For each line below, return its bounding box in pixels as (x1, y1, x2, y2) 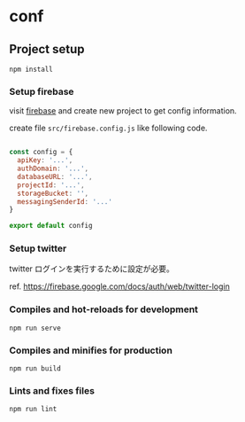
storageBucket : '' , (17, 189, 89, 198)
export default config (9, 222, 93, 231)
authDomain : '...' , (17, 164, 89, 174)
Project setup (9, 42, 86, 57)
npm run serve (9, 324, 62, 332)
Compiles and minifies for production (9, 344, 172, 356)
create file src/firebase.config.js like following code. (9, 122, 208, 134)
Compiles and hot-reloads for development (9, 303, 199, 316)
